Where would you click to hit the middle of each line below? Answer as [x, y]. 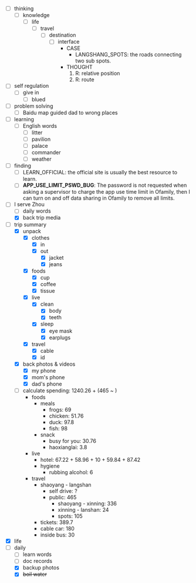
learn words [37, 554]
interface [69, 42]
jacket [56, 257]
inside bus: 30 [57, 535]
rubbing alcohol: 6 [71, 472]
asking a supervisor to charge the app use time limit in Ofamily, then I [106, 192]
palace [40, 145]
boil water [35, 574]
